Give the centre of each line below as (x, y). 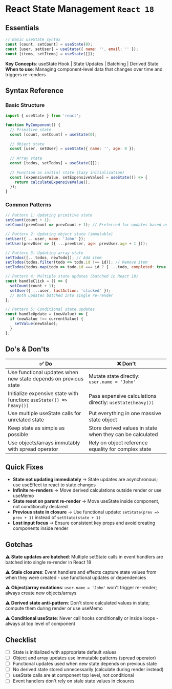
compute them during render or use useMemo (54, 608)
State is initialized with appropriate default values (64, 652)
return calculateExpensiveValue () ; (52, 182)
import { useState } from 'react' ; (43, 116)
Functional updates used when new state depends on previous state (85, 664)
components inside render (40, 528)
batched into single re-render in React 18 (48, 562)
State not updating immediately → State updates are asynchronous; (85, 480)
